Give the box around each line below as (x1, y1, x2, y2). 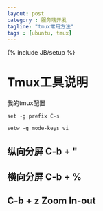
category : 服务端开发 (7, 17, 67, 24)
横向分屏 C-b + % (7, 171, 82, 183)
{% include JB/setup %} (7, 48, 76, 57)
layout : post (7, 10, 45, 17)
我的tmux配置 (7, 99, 46, 107)
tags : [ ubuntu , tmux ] (7, 29, 72, 37)
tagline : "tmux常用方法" (7, 23, 74, 30)
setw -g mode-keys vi (7, 125, 69, 132)
